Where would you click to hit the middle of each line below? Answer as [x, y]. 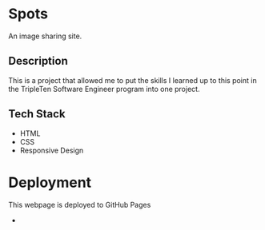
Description [38, 61]
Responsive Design [52, 150]
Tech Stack [37, 114]
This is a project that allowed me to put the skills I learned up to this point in [133, 80]
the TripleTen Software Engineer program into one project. [104, 89]
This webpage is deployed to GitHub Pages [80, 204]
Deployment [50, 182]
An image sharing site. [45, 36]
